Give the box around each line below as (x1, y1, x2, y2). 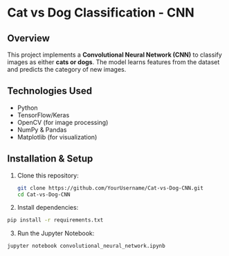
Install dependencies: (17, 204, 79, 212)
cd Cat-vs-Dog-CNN (17, 191, 71, 198)
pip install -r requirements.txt (7, 217, 104, 224)
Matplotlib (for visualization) (17, 132, 98, 141)
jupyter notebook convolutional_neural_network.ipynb (7, 243, 166, 250)
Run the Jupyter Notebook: (17, 229, 95, 237)
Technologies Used (7, 85, 92, 97)
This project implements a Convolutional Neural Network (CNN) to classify (7, 50, 223, 59)
